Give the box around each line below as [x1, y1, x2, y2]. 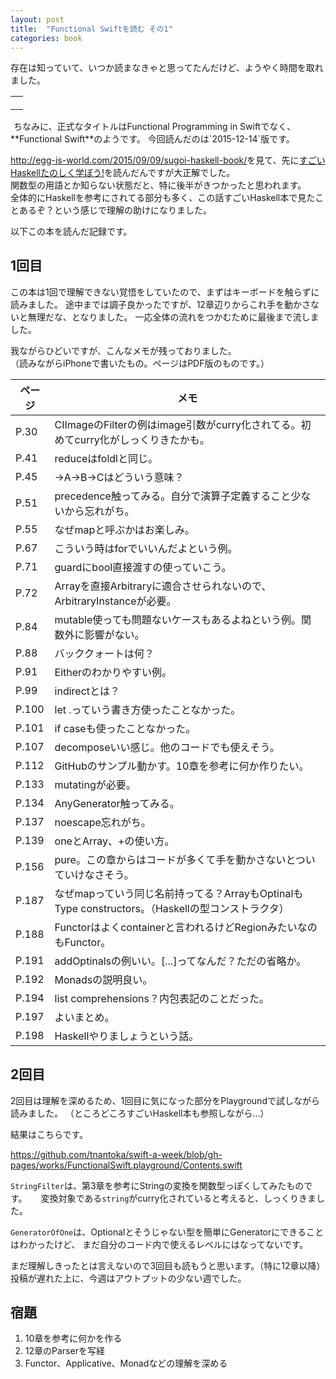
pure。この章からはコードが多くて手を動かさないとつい [54, 852, 316, 866]
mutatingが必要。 [54, 777, 137, 791]
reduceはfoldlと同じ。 [54, 451, 158, 465]
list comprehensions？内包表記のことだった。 [54, 991, 270, 1005]
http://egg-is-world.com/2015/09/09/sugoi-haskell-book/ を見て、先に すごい [10, 154, 326, 166]
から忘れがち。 [64, 504, 135, 518]
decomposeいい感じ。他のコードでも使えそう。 [54, 740, 280, 754]
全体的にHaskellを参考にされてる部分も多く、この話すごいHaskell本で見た [10, 191, 316, 203]
